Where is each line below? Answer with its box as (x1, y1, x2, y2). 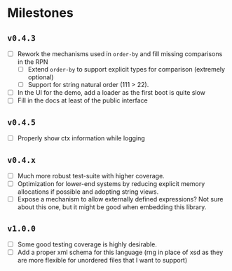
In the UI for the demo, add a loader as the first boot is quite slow (17, 88, 205, 97)
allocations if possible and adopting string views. (17, 187, 159, 196)
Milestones (7, 5, 74, 21)
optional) (27, 73, 54, 81)
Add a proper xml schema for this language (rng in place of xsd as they (17, 248, 224, 257)
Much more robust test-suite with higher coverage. (17, 172, 165, 180)
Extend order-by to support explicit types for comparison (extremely (27, 65, 226, 74)
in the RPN (17, 58, 48, 66)
